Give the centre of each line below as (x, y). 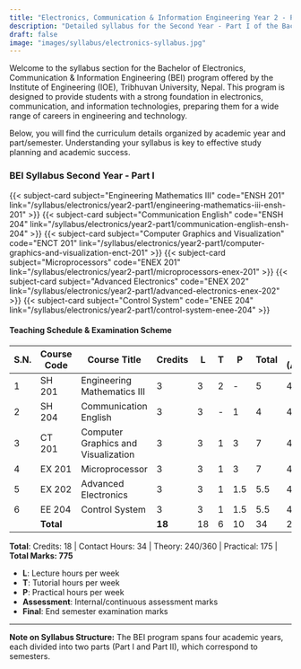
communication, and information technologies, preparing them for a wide (144, 106)
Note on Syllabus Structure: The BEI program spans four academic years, (146, 637)
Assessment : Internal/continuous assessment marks (120, 602)
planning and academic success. (70, 153)
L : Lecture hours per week (71, 573)
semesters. (30, 656)
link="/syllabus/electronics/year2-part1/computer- (172, 242)
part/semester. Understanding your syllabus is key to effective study (135, 143)
